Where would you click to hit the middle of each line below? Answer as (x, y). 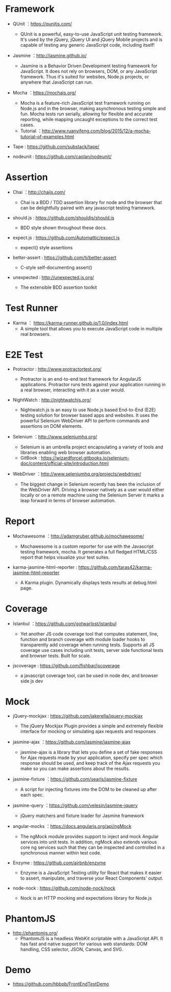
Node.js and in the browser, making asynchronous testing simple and (93, 108)
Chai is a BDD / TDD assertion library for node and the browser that (91, 202)
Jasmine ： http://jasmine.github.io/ (50, 55)
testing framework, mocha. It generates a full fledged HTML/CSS (89, 551)
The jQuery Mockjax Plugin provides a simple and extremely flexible (92, 726)
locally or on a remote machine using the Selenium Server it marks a (92, 495)
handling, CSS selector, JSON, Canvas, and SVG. (72, 949)
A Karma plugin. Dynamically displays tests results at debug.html (89, 582)
